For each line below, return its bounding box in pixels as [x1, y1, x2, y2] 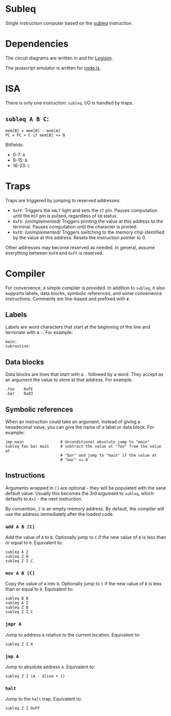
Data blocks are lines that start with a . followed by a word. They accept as [5, 371, 164, 377]
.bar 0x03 [5, 391, 33, 396]
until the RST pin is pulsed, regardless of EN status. [12, 213, 118, 219]
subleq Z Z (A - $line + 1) [5, 673, 66, 679]
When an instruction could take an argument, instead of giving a [5, 418, 141, 425]
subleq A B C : [5, 115, 49, 123]
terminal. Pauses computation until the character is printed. [12, 223, 138, 229]
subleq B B [5, 596, 29, 601]
